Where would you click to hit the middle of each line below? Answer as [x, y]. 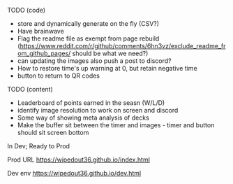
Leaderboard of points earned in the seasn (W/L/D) [91, 103]
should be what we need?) [110, 53]
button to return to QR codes [58, 76]
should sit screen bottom [53, 133]
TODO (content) [30, 89]
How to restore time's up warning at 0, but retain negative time [107, 68]
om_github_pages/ [44, 53]
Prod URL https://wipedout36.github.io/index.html [78, 160]
